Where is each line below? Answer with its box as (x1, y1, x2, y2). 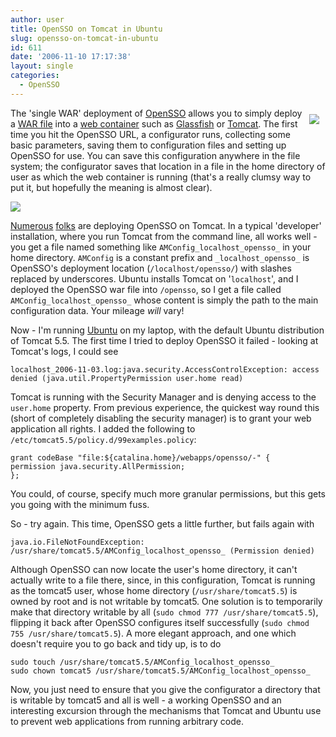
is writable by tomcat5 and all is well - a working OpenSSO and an (10, 694, 282, 706)
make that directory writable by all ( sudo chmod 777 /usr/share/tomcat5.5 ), (10, 606, 319, 618)
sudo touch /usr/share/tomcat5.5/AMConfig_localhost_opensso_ (10, 657, 275, 667)
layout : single (10, 61, 74, 71)
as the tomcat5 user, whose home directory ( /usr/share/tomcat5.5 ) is (10, 584, 298, 596)
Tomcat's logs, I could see (10, 345, 119, 357)
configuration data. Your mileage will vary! (10, 304, 185, 316)
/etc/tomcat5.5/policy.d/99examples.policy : (10, 433, 197, 445)
